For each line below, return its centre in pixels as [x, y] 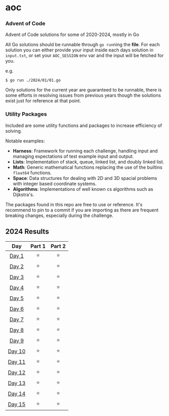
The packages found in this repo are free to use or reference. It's [74, 204]
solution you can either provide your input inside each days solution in [79, 50]
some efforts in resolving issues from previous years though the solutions [83, 95]
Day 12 [17, 373]
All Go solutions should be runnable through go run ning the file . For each [83, 45]
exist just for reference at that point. [43, 101]
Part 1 [38, 246]
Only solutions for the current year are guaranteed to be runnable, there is [83, 90]
